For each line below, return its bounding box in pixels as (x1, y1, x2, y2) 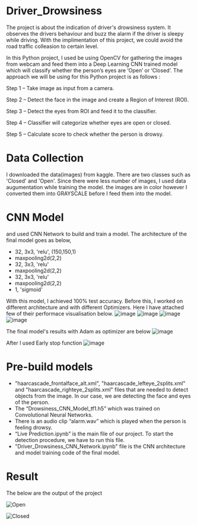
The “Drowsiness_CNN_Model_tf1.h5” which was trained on (14, 405, 160, 412)
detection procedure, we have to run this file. (14, 436, 125, 443)
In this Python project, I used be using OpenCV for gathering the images (6, 54, 183, 61)
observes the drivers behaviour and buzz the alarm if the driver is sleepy (6, 30, 184, 37)
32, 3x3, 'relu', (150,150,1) (14, 248, 77, 255)
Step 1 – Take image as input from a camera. (6, 84, 115, 91)
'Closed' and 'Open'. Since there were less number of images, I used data (6, 177, 186, 184)
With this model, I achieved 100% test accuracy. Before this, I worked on (6, 297, 183, 304)
